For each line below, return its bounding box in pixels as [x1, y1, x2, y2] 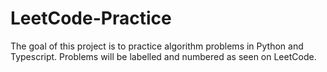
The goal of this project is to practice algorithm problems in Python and [10, 40, 304, 52]
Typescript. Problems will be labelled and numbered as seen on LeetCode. [10, 50, 317, 62]
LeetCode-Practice [10, 7, 172, 30]
